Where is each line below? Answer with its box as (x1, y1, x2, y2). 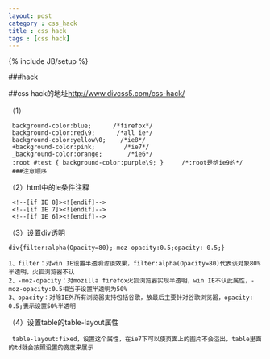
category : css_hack (8, 19, 78, 27)
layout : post (8, 11, 52, 20)
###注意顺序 (11, 167, 48, 176)
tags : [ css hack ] (8, 34, 70, 43)
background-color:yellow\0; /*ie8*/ (11, 136, 147, 144)
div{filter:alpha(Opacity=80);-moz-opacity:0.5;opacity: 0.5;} (8, 244, 226, 253)
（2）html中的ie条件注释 (8, 182, 90, 192)
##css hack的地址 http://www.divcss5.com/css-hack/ (8, 89, 185, 98)
